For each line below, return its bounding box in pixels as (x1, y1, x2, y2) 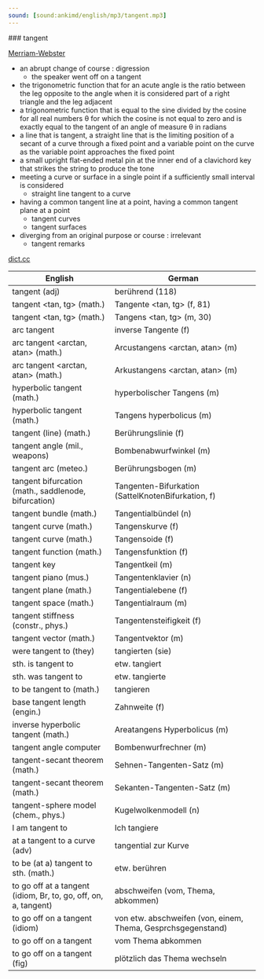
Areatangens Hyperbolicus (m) (114, 724, 229, 735)
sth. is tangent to (12, 658, 74, 669)
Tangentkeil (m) (114, 559, 173, 570)
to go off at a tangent (12, 880, 90, 891)
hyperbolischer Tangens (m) (114, 387, 220, 398)
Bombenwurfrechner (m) (114, 742, 207, 753)
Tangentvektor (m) (114, 632, 184, 643)
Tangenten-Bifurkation (114, 480, 200, 491)
